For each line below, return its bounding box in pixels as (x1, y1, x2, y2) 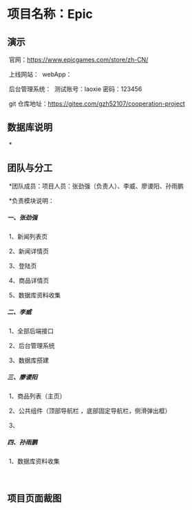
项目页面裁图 (7, 492, 62, 504)
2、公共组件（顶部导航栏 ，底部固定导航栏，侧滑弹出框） (8, 406, 171, 415)
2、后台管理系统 (8, 341, 55, 349)
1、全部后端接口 (8, 326, 54, 335)
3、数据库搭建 (8, 356, 50, 364)
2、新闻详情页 (8, 246, 50, 255)
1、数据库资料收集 (8, 457, 60, 465)
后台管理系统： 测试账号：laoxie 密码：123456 (8, 85, 142, 93)
